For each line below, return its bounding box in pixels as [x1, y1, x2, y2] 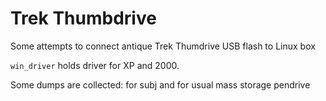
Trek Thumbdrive [10, 7, 157, 30]
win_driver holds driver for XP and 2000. [10, 59, 180, 71]
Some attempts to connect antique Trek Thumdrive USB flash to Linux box [10, 40, 316, 52]
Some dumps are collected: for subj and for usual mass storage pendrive [10, 78, 311, 91]
